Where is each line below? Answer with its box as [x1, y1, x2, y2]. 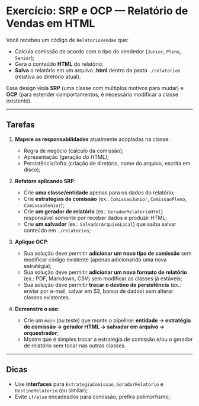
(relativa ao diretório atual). [14, 73, 81, 80]
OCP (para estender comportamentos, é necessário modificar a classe [6, 91, 179, 98]
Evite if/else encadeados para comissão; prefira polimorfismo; [14, 393, 171, 400]
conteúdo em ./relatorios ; [23, 226, 91, 234]
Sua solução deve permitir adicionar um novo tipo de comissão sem [23, 250, 192, 257]
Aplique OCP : [14, 238, 49, 245]
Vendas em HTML [6, 17, 95, 30]
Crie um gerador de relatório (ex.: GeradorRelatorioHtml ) [23, 207, 163, 215]
